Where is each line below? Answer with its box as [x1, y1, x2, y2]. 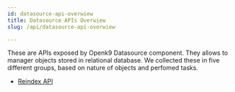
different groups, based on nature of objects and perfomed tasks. [7, 64, 198, 72]
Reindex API [17, 77, 53, 86]
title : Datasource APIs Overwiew [7, 17, 106, 24]
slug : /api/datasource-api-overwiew [7, 23, 115, 30]
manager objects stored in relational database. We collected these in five [7, 56, 220, 65]
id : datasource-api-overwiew [7, 10, 93, 18]
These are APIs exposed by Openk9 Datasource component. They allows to [7, 48, 229, 57]
